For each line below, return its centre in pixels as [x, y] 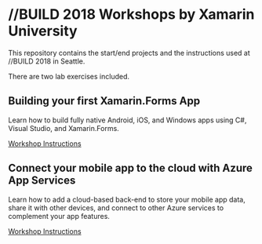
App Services [42, 181]
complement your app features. [59, 216]
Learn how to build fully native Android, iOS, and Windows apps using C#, [127, 120]
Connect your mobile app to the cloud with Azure [131, 168]
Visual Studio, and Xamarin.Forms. [64, 128]
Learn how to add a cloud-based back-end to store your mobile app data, [127, 199]
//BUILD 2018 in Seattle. [47, 61]
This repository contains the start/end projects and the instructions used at [129, 53]
